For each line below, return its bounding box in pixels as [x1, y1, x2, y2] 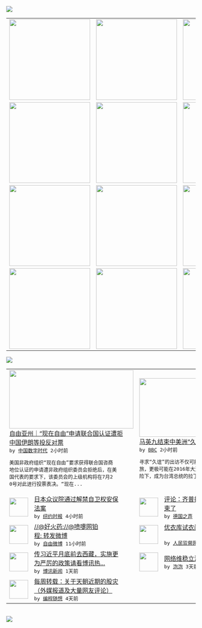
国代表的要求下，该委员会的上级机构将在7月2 [9, 474, 113, 480]
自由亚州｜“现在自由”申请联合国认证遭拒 [9, 430, 123, 437]
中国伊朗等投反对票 [9, 439, 64, 447]
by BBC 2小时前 [139, 447, 178, 453]
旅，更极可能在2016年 [139, 466, 191, 472]
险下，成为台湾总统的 [139, 472, 189, 479]
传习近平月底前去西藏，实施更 [34, 550, 119, 558]
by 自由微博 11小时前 [34, 541, 86, 547]
